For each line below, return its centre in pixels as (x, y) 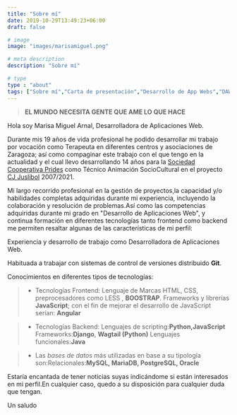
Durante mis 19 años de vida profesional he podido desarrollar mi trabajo (113, 139)
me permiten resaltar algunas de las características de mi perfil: (100, 228)
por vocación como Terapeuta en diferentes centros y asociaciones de (110, 146)
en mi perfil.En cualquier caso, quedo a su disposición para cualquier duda (116, 384)
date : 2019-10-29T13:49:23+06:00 (56, 21)
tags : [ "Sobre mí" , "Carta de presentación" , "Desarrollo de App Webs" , (113, 92)
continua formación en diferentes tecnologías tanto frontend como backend (117, 221)
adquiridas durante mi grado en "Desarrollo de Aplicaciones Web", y (107, 213)
